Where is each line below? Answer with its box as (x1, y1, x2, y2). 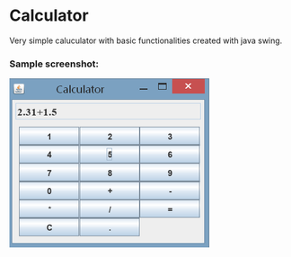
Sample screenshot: (9, 58, 100, 70)
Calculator (9, 5, 89, 26)
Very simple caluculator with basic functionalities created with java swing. (9, 35, 283, 46)
